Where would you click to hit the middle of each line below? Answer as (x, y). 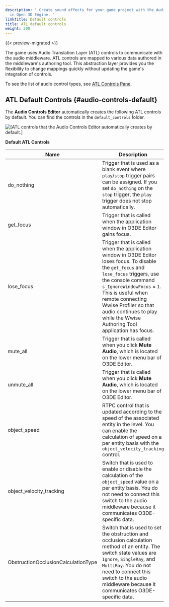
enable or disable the (127, 469)
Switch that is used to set (132, 527)
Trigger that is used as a (131, 163)
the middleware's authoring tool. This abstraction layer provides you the (80, 63)
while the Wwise (121, 318)
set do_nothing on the (128, 188)
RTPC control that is (126, 405)
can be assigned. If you (130, 182)
